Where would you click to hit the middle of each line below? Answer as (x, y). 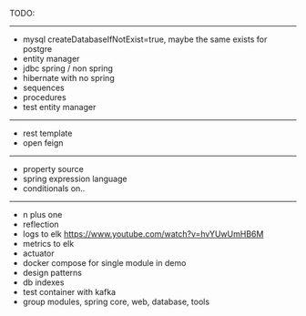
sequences (44, 87)
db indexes (43, 282)
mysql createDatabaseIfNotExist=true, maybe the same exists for (145, 39)
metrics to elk (48, 244)
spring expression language (75, 178)
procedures (44, 97)
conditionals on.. (54, 189)
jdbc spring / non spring (68, 68)
